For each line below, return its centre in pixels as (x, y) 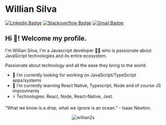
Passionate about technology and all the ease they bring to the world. (76, 65)
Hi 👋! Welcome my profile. (46, 38)
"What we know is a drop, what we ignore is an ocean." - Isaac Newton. (78, 108)
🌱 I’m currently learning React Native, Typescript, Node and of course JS (86, 85)
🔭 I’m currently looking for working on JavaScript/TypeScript (74, 75)
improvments (26, 91)
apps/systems (27, 80)
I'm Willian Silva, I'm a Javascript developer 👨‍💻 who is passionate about (79, 50)
